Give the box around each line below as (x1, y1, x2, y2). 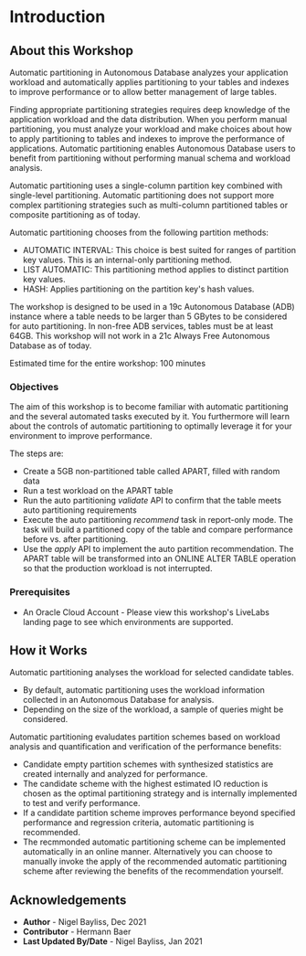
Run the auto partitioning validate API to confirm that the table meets (22, 495, 281, 506)
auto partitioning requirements (22, 505, 137, 515)
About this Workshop (9, 43, 134, 58)
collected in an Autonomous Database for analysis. (22, 695, 215, 706)
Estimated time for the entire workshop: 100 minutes (9, 358, 206, 368)
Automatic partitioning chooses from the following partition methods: (9, 227, 269, 238)
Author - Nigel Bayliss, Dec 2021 (22, 917, 147, 928)
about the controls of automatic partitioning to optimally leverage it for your (9, 420, 292, 431)
